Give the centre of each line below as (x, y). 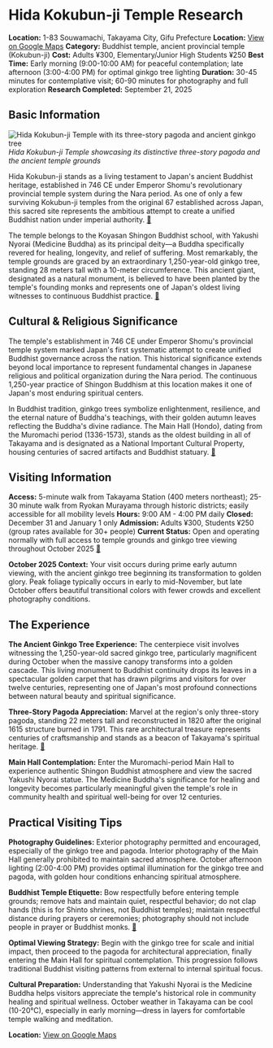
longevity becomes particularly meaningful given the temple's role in (123, 788)
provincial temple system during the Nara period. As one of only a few (126, 194)
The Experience (50, 624)
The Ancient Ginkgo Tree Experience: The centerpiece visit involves (124, 644)
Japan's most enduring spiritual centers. (76, 393)
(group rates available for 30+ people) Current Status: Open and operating (134, 531)
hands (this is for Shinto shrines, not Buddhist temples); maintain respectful (134, 910)
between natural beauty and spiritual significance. (92, 696)
